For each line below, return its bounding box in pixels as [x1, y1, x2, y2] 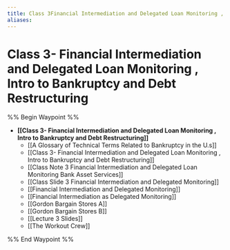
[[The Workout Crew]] [27, 222, 90, 230]
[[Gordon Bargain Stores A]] [27, 200, 108, 208]
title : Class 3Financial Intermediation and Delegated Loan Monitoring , [7, 10, 224, 17]
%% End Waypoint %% [7, 235, 74, 244]
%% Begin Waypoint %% [7, 113, 79, 122]
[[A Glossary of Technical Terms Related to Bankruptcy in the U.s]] [27, 141, 217, 149]
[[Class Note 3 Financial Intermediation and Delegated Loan [27, 163, 198, 171]
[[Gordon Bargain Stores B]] [27, 207, 107, 215]
